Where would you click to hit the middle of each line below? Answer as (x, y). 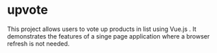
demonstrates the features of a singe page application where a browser (108, 36)
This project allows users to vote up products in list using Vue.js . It (102, 29)
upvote (27, 10)
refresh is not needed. (38, 43)
